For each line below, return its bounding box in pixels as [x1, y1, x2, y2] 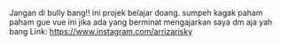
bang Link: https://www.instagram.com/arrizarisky [9, 26, 193, 36]
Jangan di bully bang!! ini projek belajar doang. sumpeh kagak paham [9, 8, 263, 18]
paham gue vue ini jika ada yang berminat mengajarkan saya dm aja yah [9, 17, 273, 27]
